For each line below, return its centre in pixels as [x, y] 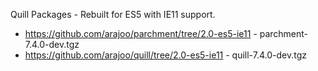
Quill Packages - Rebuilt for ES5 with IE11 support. [113, 14]
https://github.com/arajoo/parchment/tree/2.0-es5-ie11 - [141, 33]
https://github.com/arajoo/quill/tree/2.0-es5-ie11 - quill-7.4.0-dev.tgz [165, 55]
